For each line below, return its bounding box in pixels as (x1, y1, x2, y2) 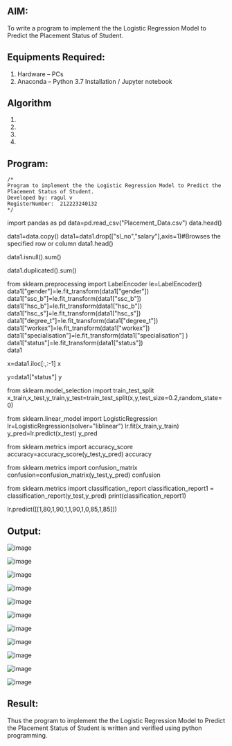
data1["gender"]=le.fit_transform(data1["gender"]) (7, 287, 150, 295)
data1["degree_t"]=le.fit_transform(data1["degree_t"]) (7, 317, 159, 325)
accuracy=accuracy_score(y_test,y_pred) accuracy (7, 450, 152, 458)
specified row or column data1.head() (7, 239, 114, 248)
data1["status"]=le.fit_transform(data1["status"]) (7, 339, 143, 347)
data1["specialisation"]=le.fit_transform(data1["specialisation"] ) (7, 331, 188, 340)
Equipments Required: (7, 51, 105, 63)
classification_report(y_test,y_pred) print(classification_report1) (7, 492, 187, 500)
